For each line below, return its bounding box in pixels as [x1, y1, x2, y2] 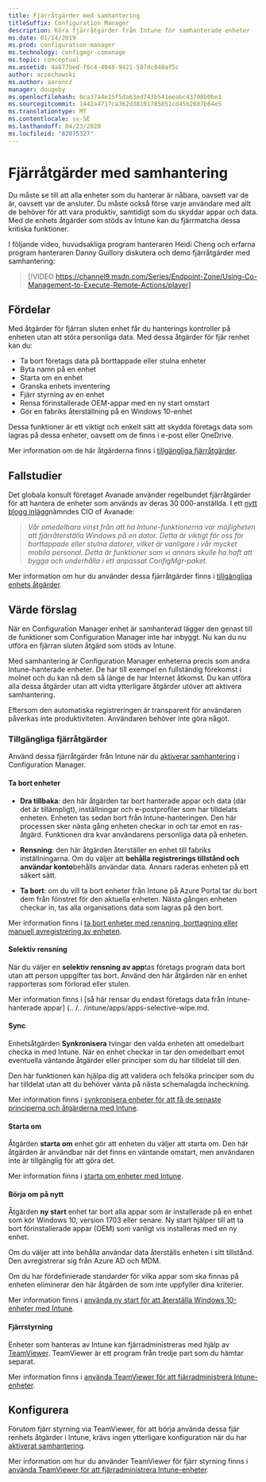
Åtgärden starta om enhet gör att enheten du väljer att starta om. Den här [8, 1139, 249, 1149]
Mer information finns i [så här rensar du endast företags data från [8, 994, 226, 1004]
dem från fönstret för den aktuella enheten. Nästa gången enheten [19, 894, 237, 903]
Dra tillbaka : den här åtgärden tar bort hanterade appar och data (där [19, 795, 247, 806]
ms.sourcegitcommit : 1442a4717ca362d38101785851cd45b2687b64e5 [8, 100, 222, 108]
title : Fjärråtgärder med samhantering [8, 11, 141, 20]
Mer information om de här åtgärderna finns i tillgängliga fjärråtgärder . [8, 446, 237, 456]
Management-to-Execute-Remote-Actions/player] [27, 279, 191, 290]
